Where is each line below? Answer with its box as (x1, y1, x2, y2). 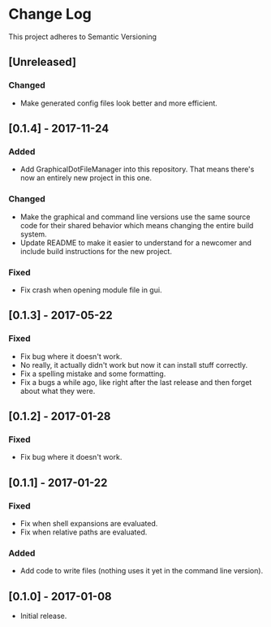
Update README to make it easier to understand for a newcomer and (19, 237, 252, 248)
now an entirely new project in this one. (19, 173, 153, 183)
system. (19, 229, 47, 239)
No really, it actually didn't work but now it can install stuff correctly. (19, 360, 248, 370)
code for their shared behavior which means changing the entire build (19, 220, 254, 230)
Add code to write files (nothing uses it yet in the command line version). (19, 566, 264, 576)
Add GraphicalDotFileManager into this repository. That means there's (19, 164, 255, 175)
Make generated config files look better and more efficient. (19, 98, 217, 108)
